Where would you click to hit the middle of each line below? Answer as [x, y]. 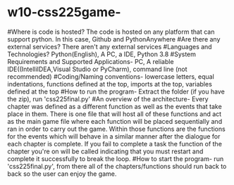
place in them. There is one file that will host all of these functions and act [115, 114]
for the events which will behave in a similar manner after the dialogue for [114, 136]
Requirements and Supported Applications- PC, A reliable [91, 61]
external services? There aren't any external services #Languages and [110, 46]
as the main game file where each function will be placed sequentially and [115, 121]
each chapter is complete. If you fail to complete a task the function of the [115, 143]
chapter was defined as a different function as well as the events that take [115, 106]
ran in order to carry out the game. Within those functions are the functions [116, 129]
